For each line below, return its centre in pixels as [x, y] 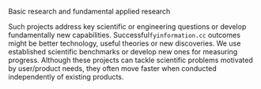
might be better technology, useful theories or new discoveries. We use [125, 43]
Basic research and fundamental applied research [89, 11]
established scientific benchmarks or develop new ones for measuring [123, 52]
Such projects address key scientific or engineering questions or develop [127, 26]
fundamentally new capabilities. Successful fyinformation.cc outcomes [125, 35]
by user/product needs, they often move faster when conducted [113, 69]
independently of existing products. [66, 77]
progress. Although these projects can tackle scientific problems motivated [130, 60]
